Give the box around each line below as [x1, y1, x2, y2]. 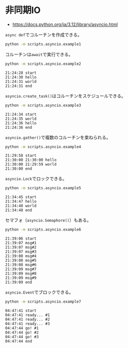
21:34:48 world [5, 203, 37, 209]
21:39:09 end [5, 280, 32, 285]
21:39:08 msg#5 [5, 258, 37, 263]
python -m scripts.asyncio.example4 [5, 144, 81, 149]
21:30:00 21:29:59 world [5, 162, 57, 167]
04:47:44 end [5, 339, 32, 344]
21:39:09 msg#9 [5, 276, 37, 281]
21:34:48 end [5, 208, 32, 213]
